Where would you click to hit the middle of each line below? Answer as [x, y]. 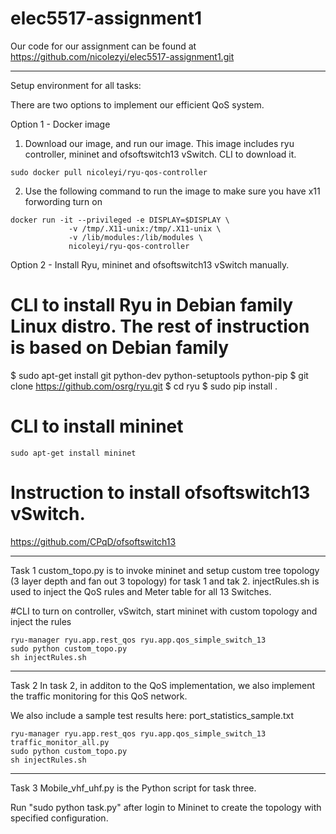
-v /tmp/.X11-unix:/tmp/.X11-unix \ [145, 228]
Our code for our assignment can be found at [103, 46]
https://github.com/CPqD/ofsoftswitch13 [93, 541]
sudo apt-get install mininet [73, 453]
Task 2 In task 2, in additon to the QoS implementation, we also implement [163, 685]
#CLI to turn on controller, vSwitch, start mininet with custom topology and [164, 611]
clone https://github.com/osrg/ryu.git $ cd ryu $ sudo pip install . [144, 386]
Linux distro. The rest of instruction [160, 326]
